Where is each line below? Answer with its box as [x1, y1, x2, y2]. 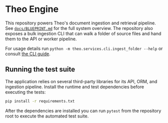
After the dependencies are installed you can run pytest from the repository [5, 108, 161, 114]
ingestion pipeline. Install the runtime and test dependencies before [5, 84, 144, 90]
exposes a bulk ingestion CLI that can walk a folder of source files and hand [5, 30, 161, 36]
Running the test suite [5, 65, 75, 74]
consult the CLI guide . [5, 51, 51, 57]
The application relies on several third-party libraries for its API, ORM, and [5, 78, 157, 84]
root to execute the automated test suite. [5, 113, 89, 119]
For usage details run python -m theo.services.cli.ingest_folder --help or [5, 45, 163, 51]
